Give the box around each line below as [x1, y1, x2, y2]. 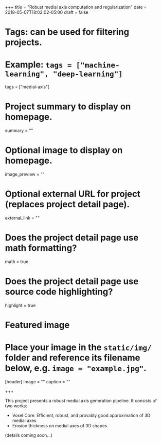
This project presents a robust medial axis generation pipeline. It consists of [5, 398, 157, 403]
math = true [5, 259, 29, 265]
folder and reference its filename [5, 352, 140, 363]
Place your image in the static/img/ [5, 342, 152, 353]
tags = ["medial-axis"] [5, 84, 50, 90]
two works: [5, 403, 28, 409]
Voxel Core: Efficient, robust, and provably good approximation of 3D [12, 412, 151, 418]
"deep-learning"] [53, 69, 123, 79]
